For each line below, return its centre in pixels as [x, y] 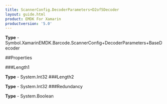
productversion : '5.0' [29, 24]
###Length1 [17, 67]
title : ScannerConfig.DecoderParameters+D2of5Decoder [62, 10]
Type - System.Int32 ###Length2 [40, 77]
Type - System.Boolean [29, 96]
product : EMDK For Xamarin [33, 19]
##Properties [19, 58]
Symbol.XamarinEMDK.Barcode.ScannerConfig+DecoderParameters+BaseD [84, 43]
